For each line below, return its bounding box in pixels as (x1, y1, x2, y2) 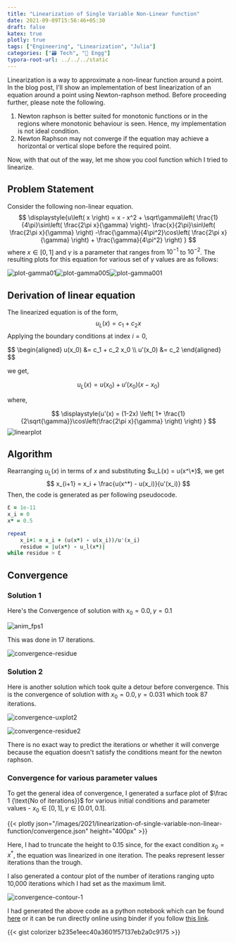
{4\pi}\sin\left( (20, 220, 63, 229)
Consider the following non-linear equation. (7, 202, 134, 210)
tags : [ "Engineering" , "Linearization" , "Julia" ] (7, 43, 156, 50)
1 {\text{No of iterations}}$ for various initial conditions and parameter (7, 796, 210, 805)
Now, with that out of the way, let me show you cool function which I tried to (7, 155, 228, 164)
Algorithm (7, 449, 53, 461)
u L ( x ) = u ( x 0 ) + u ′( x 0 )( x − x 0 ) (77, 380, 160, 390)
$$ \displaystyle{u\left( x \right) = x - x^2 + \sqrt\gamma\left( (18, 213, 195, 221)
